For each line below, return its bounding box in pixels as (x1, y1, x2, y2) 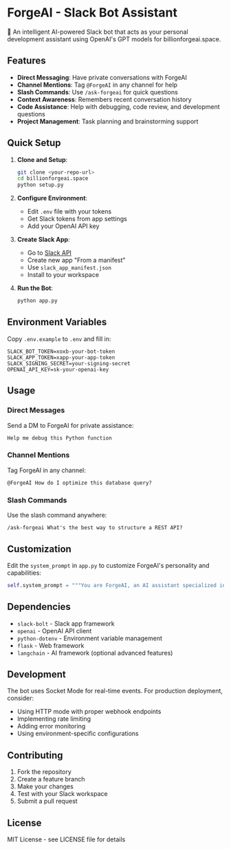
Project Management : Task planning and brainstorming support (16, 117, 199, 125)
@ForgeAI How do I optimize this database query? (7, 479, 153, 487)
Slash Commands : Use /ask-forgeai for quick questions (16, 88, 179, 96)
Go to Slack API (27, 249, 72, 257)
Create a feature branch (16, 775, 85, 784)
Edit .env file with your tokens (27, 207, 112, 216)
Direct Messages (7, 405, 65, 415)
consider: (7, 694, 34, 702)
